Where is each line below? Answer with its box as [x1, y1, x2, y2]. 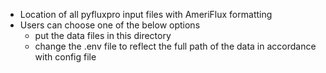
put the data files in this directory [34, 30, 172, 41]
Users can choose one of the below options [19, 19, 201, 31]
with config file [34, 51, 97, 63]
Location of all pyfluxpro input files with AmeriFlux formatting [19, 9, 273, 20]
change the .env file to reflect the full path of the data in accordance [34, 40, 317, 52]
